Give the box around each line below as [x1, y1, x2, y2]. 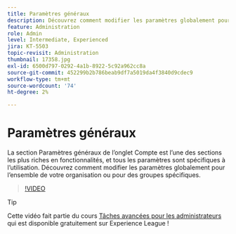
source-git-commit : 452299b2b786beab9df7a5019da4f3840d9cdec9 [7, 69, 193, 76]
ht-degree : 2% [7, 89, 49, 96]
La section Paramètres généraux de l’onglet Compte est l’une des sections [7, 148, 223, 157]
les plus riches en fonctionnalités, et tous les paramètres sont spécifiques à [7, 156, 226, 164]
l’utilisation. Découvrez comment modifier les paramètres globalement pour [7, 163, 225, 172]
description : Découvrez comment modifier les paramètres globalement [7, 17, 216, 24]
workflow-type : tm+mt [7, 75, 71, 83]
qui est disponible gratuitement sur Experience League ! [7, 219, 170, 228]
